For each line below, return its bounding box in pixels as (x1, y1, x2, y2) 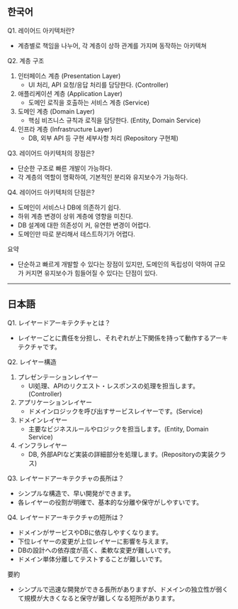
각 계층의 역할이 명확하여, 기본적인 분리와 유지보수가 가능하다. (17, 173, 188, 181)
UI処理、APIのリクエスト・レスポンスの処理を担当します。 (28, 382, 200, 390)
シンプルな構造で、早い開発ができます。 (17, 489, 135, 497)
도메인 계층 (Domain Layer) (17, 107, 96, 115)
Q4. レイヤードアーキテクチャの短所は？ (7, 513, 125, 522)
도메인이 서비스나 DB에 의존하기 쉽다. (17, 203, 122, 211)
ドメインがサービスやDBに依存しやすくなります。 (17, 528, 163, 537)
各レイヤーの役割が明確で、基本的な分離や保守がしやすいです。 (17, 497, 203, 506)
